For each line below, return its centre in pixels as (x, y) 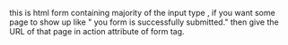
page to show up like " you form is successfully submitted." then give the (144, 22)
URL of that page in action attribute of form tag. (97, 31)
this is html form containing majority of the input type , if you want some (142, 13)
